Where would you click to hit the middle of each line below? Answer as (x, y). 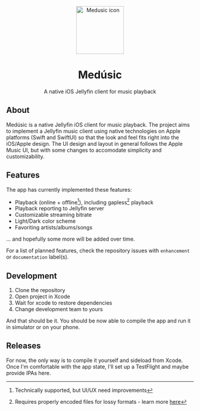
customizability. (25, 156)
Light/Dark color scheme (45, 221)
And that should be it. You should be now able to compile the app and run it (99, 321)
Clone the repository (40, 290)
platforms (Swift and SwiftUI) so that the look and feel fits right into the (93, 137)
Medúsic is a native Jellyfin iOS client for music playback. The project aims (98, 124)
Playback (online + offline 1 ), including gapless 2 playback (84, 201)
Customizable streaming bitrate (53, 215)
